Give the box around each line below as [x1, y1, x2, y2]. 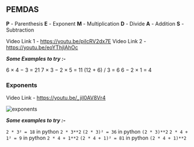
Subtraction [6, 26, 34, 33]
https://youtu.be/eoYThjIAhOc [6, 44, 78, 51]
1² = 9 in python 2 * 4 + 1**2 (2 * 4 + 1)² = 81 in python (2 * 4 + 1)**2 [6, 134, 187, 142]
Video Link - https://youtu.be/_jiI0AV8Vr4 [6, 94, 106, 101]
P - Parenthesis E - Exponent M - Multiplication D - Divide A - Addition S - [6, 20, 184, 27]
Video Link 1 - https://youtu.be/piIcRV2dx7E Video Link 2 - [6, 37, 147, 44]
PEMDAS [6, 5, 39, 15]
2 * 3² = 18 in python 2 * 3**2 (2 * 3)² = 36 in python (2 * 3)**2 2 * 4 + [6, 128, 188, 135]
